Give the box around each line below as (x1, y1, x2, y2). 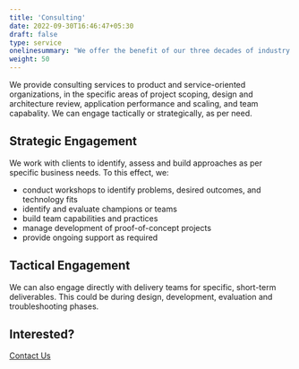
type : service (9, 38, 63, 47)
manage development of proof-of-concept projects (21, 222, 212, 233)
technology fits (21, 193, 78, 204)
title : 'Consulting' (9, 13, 87, 22)
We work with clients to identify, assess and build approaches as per (9, 158, 262, 168)
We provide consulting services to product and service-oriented (9, 80, 246, 90)
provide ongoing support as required (21, 232, 158, 243)
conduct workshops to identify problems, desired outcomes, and (21, 184, 261, 195)
